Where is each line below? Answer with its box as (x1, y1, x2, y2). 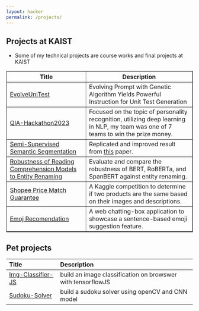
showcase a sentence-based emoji (88, 215, 188, 223)
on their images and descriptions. (88, 197, 182, 206)
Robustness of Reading (9, 158, 75, 166)
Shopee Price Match (9, 186, 67, 194)
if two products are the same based (88, 190, 188, 198)
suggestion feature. (88, 222, 143, 231)
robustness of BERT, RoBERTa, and (88, 165, 187, 173)
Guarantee (9, 194, 40, 202)
